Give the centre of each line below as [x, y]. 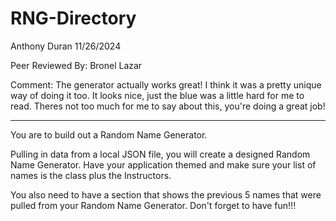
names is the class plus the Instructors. [91, 175]
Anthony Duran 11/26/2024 [66, 46]
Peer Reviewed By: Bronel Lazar [76, 65]
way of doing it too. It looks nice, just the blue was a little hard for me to [157, 95]
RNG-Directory [73, 18]
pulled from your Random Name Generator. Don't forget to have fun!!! [153, 205]
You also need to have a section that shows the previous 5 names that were [166, 194]
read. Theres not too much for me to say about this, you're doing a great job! [168, 106]
